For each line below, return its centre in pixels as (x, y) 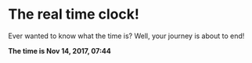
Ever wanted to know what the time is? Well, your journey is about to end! (126, 36)
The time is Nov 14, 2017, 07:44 (60, 51)
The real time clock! (74, 14)
